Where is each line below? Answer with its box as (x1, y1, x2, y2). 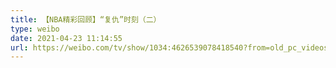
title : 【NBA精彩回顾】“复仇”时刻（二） (10, 14, 162, 25)
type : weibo (10, 24, 60, 34)
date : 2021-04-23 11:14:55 (10, 33, 123, 43)
